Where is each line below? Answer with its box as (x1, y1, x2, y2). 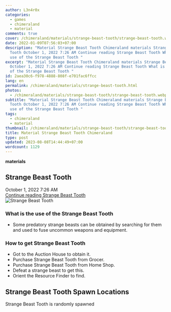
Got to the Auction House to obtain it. (12, 251, 91, 257)
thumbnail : (5, 126, 28, 131)
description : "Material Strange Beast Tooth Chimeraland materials (5, 45, 152, 50)
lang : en (5, 78, 24, 83)
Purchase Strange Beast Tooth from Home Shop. (12, 262, 116, 268)
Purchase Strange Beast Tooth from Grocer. (12, 257, 105, 263)
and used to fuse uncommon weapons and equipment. (12, 227, 128, 233)
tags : (5, 111, 17, 117)
